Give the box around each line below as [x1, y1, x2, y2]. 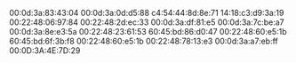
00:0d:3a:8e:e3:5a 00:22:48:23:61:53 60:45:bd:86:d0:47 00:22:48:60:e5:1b [9, 27, 287, 36]
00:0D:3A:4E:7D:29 [9, 45, 81, 56]
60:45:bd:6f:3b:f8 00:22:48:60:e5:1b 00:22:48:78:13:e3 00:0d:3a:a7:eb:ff [9, 35, 278, 46]
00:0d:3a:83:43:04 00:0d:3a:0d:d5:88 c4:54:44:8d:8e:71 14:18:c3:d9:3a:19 [9, 8, 284, 18]
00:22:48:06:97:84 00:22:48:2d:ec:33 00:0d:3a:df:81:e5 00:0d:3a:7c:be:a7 [9, 17, 284, 28]
